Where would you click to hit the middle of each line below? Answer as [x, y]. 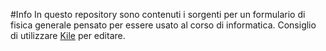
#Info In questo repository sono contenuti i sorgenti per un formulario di [158, 14]
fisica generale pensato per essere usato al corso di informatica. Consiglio [163, 25]
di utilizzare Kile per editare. [68, 35]
